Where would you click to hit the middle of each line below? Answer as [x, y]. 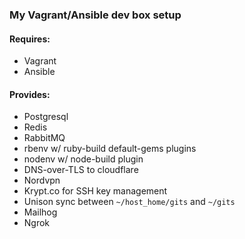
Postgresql [46, 117]
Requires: [30, 39]
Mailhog [40, 212]
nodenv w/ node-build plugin [83, 159]
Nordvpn [42, 180]
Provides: [30, 94]
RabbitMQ [44, 138]
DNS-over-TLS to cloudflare [81, 170]
